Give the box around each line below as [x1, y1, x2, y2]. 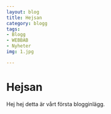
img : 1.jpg [6, 49, 34, 55]
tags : [6, 26, 20, 32]
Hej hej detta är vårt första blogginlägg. [6, 100, 106, 107]
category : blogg [6, 20, 48, 26]
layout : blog [6, 9, 40, 15]
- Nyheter [6, 43, 32, 49]
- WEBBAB [6, 37, 29, 43]
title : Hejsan [6, 15, 43, 21]
